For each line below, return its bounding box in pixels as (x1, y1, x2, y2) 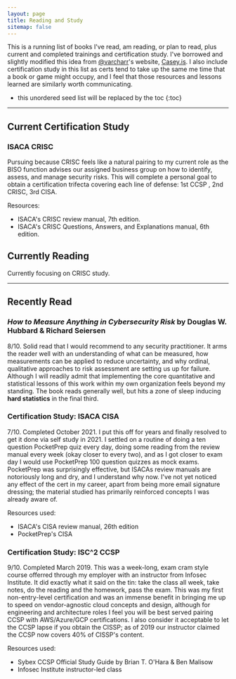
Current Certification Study (7, 120, 130, 132)
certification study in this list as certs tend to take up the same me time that (7, 65, 225, 74)
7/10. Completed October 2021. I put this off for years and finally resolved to (7, 427, 227, 436)
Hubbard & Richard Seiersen (7, 326, 106, 336)
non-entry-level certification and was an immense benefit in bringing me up (7, 593, 226, 602)
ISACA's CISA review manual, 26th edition (17, 522, 139, 531)
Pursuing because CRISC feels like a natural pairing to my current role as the (7, 158, 229, 166)
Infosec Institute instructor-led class (17, 666, 122, 674)
